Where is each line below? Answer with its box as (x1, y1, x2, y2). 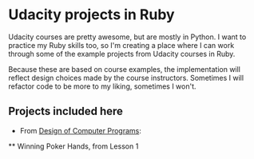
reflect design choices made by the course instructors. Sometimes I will (8, 73, 244, 82)
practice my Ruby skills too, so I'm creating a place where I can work (8, 40, 235, 50)
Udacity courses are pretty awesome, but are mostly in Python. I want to (8, 32, 247, 42)
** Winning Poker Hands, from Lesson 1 (8, 141, 139, 151)
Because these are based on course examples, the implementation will (8, 64, 241, 74)
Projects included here (8, 105, 124, 118)
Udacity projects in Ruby (8, 6, 175, 24)
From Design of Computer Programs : (19, 125, 141, 135)
